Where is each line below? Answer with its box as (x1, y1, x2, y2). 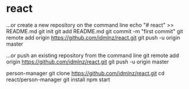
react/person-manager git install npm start (6, 76, 111, 83)
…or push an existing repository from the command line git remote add (6, 52, 179, 59)
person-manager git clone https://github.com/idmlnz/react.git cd (6, 69, 165, 77)
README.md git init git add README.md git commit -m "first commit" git (6, 27, 183, 34)
